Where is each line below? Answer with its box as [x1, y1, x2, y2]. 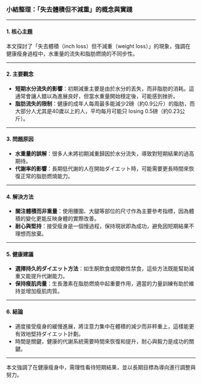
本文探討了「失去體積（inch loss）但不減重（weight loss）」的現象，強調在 [6, 42, 191, 49]
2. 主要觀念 [6, 70, 34, 78]
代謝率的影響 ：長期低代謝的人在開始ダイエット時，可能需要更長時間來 [14, 165, 189, 172]
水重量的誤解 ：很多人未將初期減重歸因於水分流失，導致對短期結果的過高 [14, 150, 194, 157]
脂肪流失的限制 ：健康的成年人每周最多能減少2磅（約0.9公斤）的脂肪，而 [14, 100, 195, 107]
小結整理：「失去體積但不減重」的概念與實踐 [6, 5, 133, 13]
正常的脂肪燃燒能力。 [20, 172, 73, 180]
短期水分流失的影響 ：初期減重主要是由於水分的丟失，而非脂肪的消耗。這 [14, 85, 194, 92]
